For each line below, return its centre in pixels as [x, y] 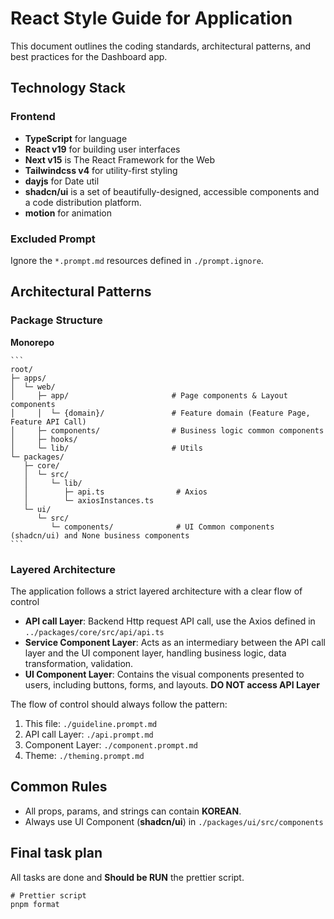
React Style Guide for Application [151, 18]
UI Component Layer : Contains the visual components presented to [164, 674]
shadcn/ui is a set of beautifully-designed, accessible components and [172, 191]
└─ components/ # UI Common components [162, 527]
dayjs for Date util [62, 181]
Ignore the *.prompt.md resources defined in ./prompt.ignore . [137, 260]
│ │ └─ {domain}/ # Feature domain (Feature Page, [160, 413]
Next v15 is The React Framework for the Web [120, 159]
